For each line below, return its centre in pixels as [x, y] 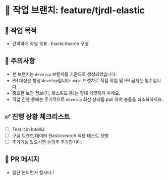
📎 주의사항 [20, 61]
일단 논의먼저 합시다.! [33, 172]
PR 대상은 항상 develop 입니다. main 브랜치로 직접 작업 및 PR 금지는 [78, 80]
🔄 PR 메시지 [22, 159]
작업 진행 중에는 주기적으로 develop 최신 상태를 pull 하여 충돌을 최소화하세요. [88, 99]
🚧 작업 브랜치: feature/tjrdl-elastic [75, 10]
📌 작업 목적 [21, 31]
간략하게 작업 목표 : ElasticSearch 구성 [50, 44]
